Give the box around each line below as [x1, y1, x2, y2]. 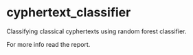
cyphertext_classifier [6, 5, 131, 20]
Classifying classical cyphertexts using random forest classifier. [6, 27, 187, 35]
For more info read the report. [6, 40, 91, 48]
